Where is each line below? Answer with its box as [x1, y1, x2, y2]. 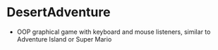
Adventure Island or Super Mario [16, 35, 112, 43]
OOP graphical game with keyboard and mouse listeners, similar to [16, 27, 211, 36]
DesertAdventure [6, 4, 111, 20]
